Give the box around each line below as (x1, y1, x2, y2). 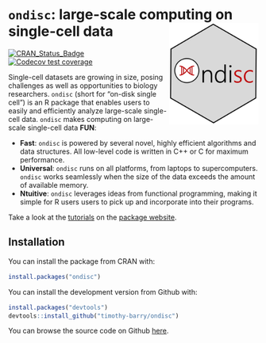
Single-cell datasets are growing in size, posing (8, 72, 164, 82)
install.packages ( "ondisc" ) (8, 272, 102, 280)
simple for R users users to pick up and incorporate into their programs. (19, 196, 254, 207)
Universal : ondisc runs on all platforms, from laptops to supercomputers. (19, 163, 258, 173)
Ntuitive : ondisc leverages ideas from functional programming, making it (19, 189, 258, 198)
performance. (19, 154, 65, 164)
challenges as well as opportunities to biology (8, 81, 158, 90)
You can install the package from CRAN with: (8, 256, 156, 266)
